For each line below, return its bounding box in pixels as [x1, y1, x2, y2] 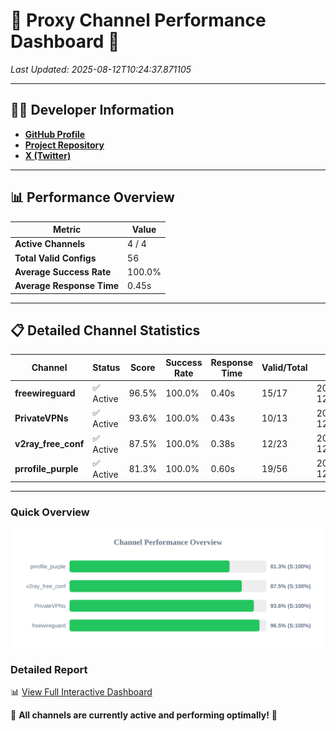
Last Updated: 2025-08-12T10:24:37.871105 [10, 63, 192, 75]
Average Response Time [14, 280, 120, 292]
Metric [52, 224, 82, 236]
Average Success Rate [14, 265, 112, 278]
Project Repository [24, 139, 105, 151]
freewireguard [14, 387, 76, 399]
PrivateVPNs [14, 412, 69, 424]
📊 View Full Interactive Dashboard [10, 685, 153, 698]
